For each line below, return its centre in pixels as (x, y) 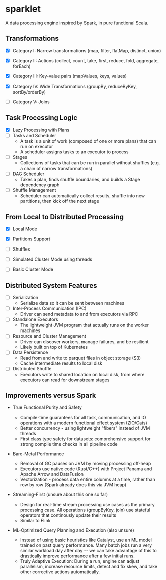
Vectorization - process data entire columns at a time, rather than (88, 480)
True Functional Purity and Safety (47, 407)
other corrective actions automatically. (60, 572)
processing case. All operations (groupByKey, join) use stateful (85, 510)
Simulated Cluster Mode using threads (52, 259)
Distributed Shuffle (32, 369)
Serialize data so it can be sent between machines (72, 303)
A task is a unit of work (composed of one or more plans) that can (88, 141)
